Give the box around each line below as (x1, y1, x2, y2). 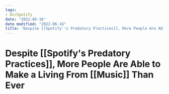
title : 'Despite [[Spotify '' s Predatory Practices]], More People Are (5, 26, 156, 31)
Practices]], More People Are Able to (5, 58, 161, 70)
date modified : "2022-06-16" (5, 21, 66, 27)
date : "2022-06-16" (5, 17, 46, 22)
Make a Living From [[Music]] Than (5, 69, 154, 80)
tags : (5, 7, 17, 13)
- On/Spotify (5, 12, 33, 17)
